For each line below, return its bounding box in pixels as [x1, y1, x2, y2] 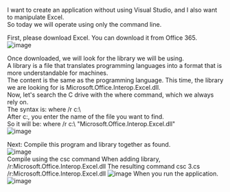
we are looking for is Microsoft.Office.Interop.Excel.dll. [7, 84, 161, 91]
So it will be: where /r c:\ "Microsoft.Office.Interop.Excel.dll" [7, 120, 176, 128]
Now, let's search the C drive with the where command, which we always [7, 91, 214, 99]
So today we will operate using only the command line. [7, 21, 162, 28]
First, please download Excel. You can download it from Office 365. [7, 34, 198, 42]
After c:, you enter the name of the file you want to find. [7, 112, 165, 121]
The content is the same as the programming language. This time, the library [7, 76, 224, 84]
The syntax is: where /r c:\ [7, 106, 81, 113]
